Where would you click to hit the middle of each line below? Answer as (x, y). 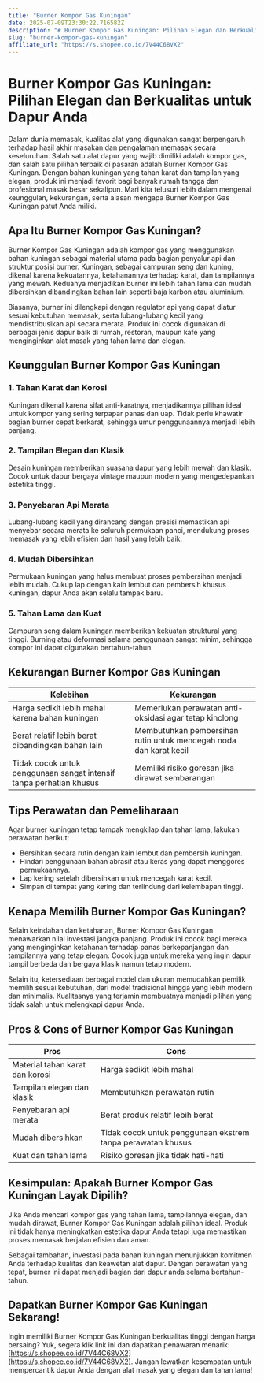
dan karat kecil (161, 750)
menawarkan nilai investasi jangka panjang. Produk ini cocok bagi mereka (128, 939)
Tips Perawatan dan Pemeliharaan (93, 810)
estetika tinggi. (32, 484)
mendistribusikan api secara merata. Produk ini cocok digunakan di (117, 323)
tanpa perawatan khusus (146, 1142)
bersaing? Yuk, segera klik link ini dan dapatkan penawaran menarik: (119, 1344)
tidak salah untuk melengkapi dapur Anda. (76, 1004)
